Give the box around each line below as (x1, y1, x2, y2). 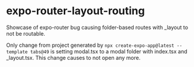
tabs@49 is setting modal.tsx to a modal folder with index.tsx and (30, 47, 188, 55)
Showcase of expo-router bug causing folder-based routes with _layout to (6, 24, 189, 31)
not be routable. (6, 30, 46, 37)
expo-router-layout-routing (6, 4, 145, 18)
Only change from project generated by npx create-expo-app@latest (6, 42, 174, 49)
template (6, 49, 28, 55)
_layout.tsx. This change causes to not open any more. (6, 54, 141, 61)
